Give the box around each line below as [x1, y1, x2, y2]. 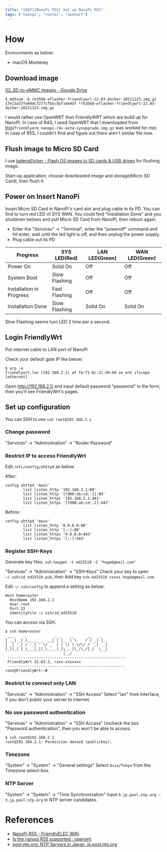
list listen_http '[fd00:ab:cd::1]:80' [23, 492, 106, 497]
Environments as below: [5, 50, 54, 56]
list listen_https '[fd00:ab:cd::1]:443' [23, 500, 110, 506]
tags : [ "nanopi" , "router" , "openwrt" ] [5, 12, 88, 17]
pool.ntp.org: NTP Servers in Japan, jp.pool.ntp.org [12, 841, 118, 847]
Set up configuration [5, 403, 71, 412]
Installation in [7, 285, 39, 292]
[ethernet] [5, 374, 28, 379]
